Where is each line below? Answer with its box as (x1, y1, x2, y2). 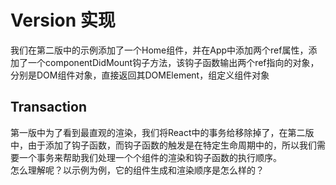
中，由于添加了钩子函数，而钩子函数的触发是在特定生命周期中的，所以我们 (10, 139, 317, 151)
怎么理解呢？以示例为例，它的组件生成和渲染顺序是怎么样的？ (10, 164, 265, 176)
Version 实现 (10, 9, 116, 32)
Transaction (10, 99, 88, 116)
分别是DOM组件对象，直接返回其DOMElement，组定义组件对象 (10, 69, 270, 81)
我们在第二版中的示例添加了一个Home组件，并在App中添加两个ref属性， (10, 44, 309, 56)
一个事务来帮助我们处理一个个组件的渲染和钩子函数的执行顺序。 (18, 151, 282, 163)
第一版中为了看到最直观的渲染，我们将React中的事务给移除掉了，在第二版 (10, 126, 315, 138)
